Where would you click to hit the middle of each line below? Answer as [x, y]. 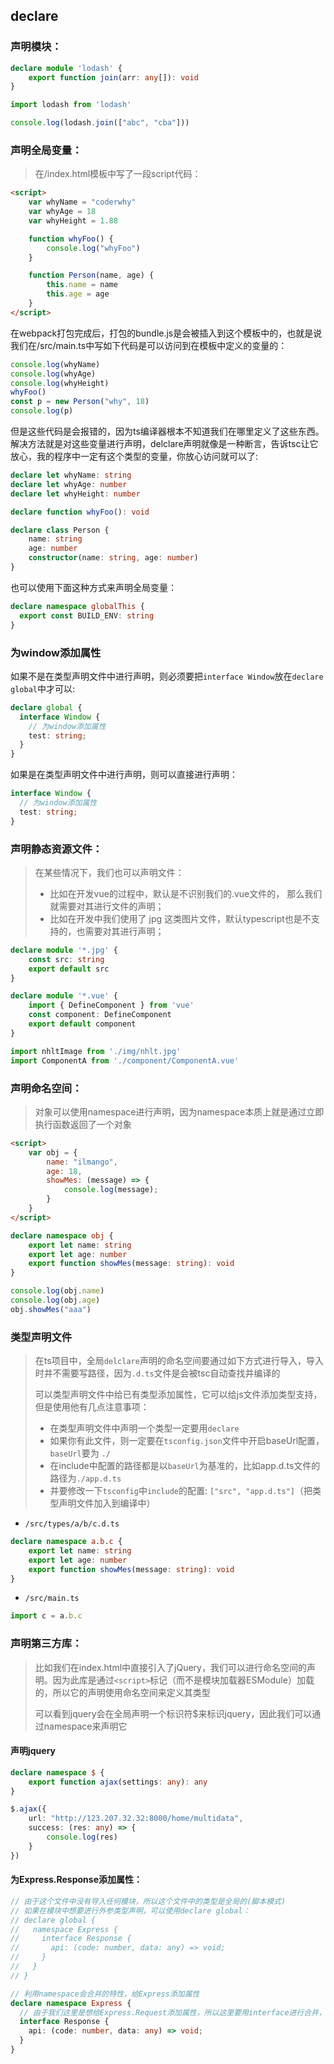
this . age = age [78, 294]
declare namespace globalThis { [77, 606]
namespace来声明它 [85, 1726]
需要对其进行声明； [124, 931]
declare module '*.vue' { [64, 996]
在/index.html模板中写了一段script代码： [118, 174]
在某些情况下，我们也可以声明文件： [109, 872]
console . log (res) [82, 1837]
